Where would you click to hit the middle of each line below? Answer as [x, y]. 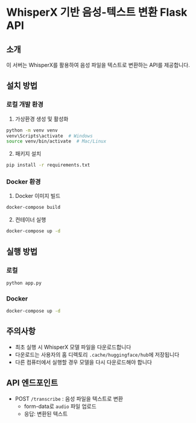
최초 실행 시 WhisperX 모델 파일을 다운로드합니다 [73, 347]
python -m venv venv [32, 130]
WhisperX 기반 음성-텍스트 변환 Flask [97, 12]
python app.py [24, 283]
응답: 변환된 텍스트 [46, 413]
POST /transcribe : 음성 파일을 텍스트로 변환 [69, 398]
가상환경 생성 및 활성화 [42, 119]
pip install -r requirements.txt [48, 165]
